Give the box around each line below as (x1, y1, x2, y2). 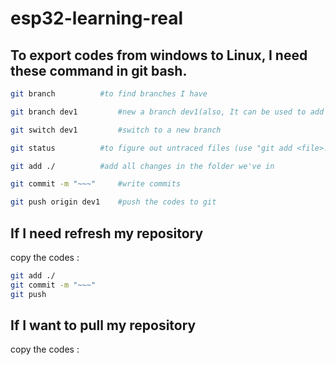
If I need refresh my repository (10, 225, 204, 242)
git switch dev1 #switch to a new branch (10, 125, 222, 135)
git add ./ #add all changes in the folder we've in (10, 161, 275, 171)
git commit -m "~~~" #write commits (10, 179, 182, 189)
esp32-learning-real (10, 7, 183, 30)
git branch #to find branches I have (10, 89, 208, 99)
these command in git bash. (10, 62, 188, 79)
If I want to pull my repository (10, 317, 197, 334)
